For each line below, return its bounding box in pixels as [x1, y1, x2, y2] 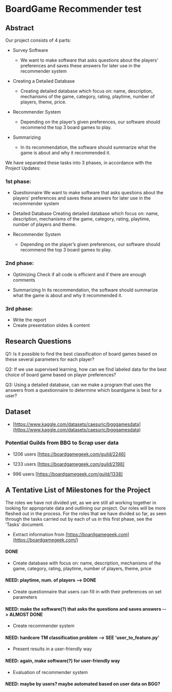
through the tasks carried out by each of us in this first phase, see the [5, 516, 153, 522]
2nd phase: [5, 260, 34, 267]
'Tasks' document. [5, 521, 45, 527]
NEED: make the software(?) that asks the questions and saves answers [5, 606, 161, 612]
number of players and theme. [12, 222, 77, 228]
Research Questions [5, 337, 72, 346]
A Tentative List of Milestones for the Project [5, 486, 151, 495]
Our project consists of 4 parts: [5, 37, 72, 43]
